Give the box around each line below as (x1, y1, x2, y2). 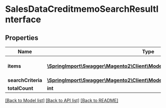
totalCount (7, 85, 34, 92)
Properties (5, 34, 39, 42)
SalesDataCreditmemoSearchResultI (5, 3, 159, 15)
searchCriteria (7, 77, 42, 83)
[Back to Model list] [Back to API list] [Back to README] (5, 98, 119, 103)
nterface (5, 14, 41, 25)
